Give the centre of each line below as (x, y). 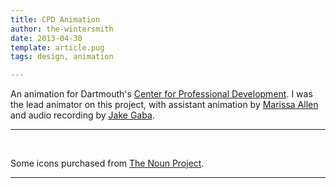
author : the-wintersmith (62, 29)
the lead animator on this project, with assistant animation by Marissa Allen (164, 105)
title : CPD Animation (55, 19)
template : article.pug (57, 47)
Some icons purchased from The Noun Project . (107, 163)
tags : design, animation (62, 57)
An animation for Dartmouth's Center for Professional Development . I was (161, 94)
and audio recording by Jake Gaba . (82, 115)
